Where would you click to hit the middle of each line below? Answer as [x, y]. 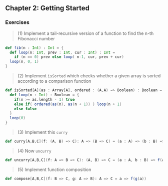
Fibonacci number [36, 38]
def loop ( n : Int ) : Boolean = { [44, 95]
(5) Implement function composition [54, 170]
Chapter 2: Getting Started [47, 8]
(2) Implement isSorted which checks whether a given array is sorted [89, 76]
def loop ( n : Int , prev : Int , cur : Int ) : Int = [62, 52]
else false [25, 109]
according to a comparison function [54, 81]
